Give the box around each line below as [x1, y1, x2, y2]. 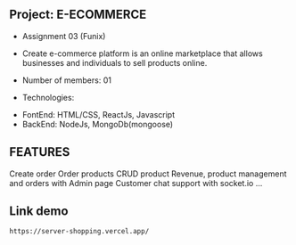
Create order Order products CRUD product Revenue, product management [9, 168, 287, 179]
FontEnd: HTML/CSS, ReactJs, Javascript [21, 109, 176, 119]
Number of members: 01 [21, 75, 111, 86]
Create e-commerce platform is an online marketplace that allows [21, 48, 263, 59]
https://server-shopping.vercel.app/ [9, 227, 150, 236]
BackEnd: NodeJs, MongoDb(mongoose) [21, 118, 174, 129]
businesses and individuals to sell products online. [21, 57, 208, 68]
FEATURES [9, 144, 70, 159]
